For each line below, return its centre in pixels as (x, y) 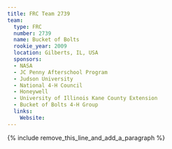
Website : (33, 118)
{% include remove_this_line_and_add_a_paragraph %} (86, 138)
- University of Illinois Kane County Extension (86, 99)
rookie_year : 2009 (41, 46)
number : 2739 (33, 33)
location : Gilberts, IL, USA (56, 53)
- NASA (23, 66)
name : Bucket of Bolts (46, 40)
